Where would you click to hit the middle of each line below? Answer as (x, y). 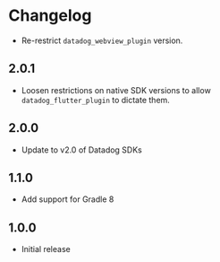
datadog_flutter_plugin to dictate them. (96, 100)
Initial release (46, 249)
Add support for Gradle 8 (68, 199)
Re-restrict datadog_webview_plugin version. (102, 40)
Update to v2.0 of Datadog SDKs (81, 150)
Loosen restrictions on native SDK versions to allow (116, 90)
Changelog (50, 16)
